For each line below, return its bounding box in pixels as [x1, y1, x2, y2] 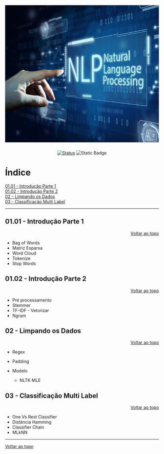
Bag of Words [12, 239, 40, 246]
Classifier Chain [12, 424, 44, 430]
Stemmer [12, 302, 31, 308]
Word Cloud [12, 250, 37, 256]
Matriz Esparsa [12, 245, 43, 251]
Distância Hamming [12, 419, 52, 425]
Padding [12, 358, 29, 364]
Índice [5, 167, 31, 178]
